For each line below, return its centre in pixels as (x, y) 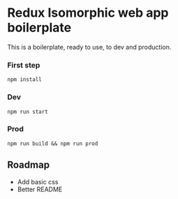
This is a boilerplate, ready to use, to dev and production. (89, 47)
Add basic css (38, 182)
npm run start (28, 112)
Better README (40, 189)
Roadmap (29, 165)
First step (24, 65)
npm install (24, 80)
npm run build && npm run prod (53, 143)
